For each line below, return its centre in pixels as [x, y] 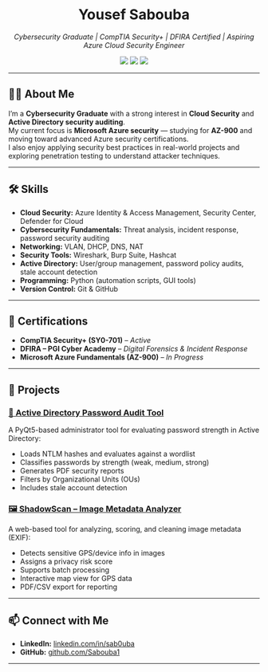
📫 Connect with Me [59, 621]
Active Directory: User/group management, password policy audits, [132, 263]
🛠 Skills [29, 189]
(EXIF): [20, 538]
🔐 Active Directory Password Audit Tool [86, 412]
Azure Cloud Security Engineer [134, 45]
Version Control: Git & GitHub [69, 289]
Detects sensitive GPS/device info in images [92, 553]
